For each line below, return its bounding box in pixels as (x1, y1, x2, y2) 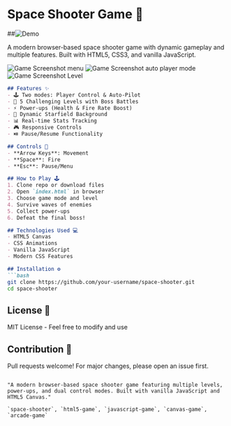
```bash (7, 272, 30, 279)
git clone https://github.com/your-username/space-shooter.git (7, 278, 195, 285)
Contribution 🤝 (7, 343, 72, 355)
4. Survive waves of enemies (7, 201, 92, 208)
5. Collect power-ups (7, 208, 70, 215)
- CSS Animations (7, 240, 58, 247)
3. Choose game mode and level (7, 195, 98, 202)
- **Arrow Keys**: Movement (7, 150, 89, 157)
